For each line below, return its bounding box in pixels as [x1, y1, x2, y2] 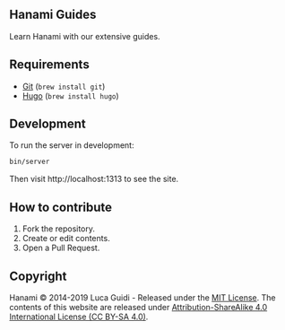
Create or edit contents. [22, 233, 110, 244]
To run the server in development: [9, 140, 134, 151]
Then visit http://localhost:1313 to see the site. [9, 174, 179, 185]
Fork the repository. [22, 223, 96, 234]
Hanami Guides [9, 7, 97, 22]
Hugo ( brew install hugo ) [22, 90, 119, 101]
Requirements [9, 57, 90, 73]
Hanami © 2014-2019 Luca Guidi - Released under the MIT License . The [9, 291, 276, 303]
